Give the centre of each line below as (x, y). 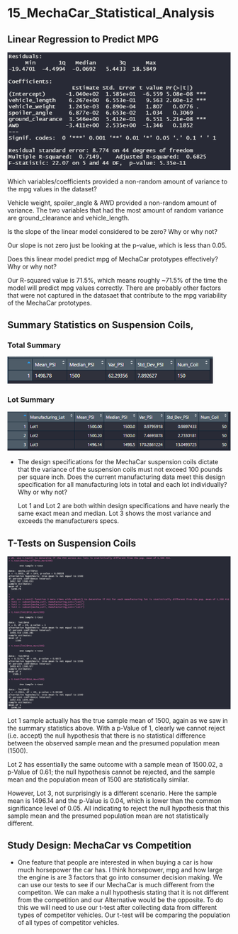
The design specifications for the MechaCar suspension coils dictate (118, 462)
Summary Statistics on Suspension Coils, (101, 325)
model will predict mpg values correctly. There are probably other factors (114, 288)
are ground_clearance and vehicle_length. (68, 218)
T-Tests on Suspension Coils (72, 543)
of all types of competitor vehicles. (68, 923)
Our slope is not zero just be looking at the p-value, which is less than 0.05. (117, 245)
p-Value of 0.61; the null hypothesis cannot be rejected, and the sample (111, 772)
